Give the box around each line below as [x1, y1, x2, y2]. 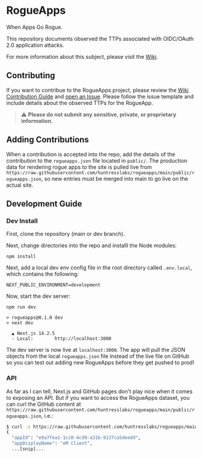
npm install [6, 253, 36, 260]
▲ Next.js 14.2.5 [11, 331, 55, 337]
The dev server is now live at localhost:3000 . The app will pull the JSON [6, 346, 185, 354]
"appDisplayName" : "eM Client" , [11, 441, 93, 447]
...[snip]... [11, 446, 44, 452]
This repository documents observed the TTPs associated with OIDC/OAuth [6, 35, 194, 42]
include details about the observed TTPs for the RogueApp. [6, 99, 153, 106]
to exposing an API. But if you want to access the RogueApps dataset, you [6, 394, 190, 401]
